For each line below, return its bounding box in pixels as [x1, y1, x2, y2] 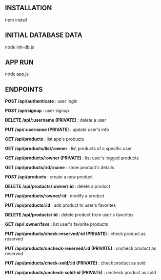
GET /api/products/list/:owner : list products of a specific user [5, 146, 132, 151]
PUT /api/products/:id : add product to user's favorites [5, 202, 116, 208]
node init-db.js [5, 44, 35, 50]
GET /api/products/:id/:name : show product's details [5, 165, 115, 171]
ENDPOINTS [5, 85, 43, 93]
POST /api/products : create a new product [5, 174, 93, 180]
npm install [5, 17, 27, 22]
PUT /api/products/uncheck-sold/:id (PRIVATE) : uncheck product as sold [5, 270, 156, 276]
